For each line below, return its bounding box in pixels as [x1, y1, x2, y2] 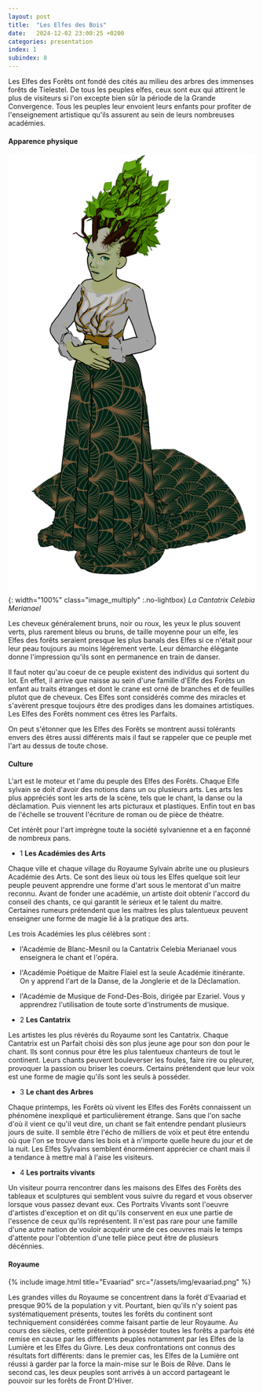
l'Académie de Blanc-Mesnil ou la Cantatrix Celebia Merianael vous [19, 944, 237, 954]
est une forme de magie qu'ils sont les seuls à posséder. [8, 1072, 191, 1082]
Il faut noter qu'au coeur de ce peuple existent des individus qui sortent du [8, 668, 250, 677]
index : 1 [8, 46, 37, 54]
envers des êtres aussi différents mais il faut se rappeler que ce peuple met [8, 733, 252, 742]
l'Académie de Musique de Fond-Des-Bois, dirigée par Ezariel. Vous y [19, 992, 246, 1001]
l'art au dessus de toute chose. [8, 741, 108, 750]
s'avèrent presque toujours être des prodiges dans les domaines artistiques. [8, 701, 255, 710]
